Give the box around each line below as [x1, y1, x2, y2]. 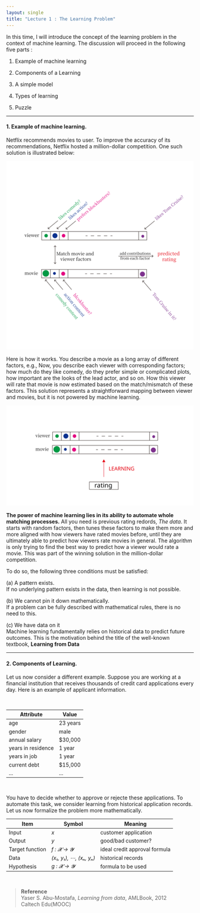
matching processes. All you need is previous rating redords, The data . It [6, 518, 187, 526]
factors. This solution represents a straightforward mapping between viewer [6, 387, 193, 394]
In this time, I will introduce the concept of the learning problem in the [6, 33, 177, 40]
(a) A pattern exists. [6, 579, 55, 587]
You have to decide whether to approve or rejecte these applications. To [6, 794, 183, 801]
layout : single [6, 10, 44, 16]
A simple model [14, 81, 54, 88]
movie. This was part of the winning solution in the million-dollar [6, 550, 164, 557]
